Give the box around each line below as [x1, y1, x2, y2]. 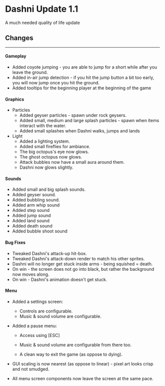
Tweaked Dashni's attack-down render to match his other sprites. [12, 256, 145, 261]
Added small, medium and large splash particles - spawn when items [19, 118, 160, 124]
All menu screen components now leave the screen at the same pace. [12, 375, 154, 381]
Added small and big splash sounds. [12, 186, 86, 192]
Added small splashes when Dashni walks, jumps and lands [19, 128, 140, 134]
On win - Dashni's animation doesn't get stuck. [12, 276, 107, 283]
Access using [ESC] [19, 332, 60, 338]
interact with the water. [19, 123, 66, 129]
